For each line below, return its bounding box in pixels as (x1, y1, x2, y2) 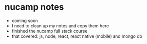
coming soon (11, 18, 38, 23)
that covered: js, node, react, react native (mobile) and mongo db (11, 33, 142, 39)
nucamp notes (4, 1, 64, 13)
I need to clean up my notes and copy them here (11, 22, 109, 28)
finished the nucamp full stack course (11, 28, 88, 34)
